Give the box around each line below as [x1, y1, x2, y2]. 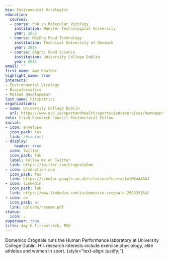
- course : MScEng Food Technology [10, 36, 82, 41]
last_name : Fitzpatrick [5, 96, 55, 101]
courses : [10, 17, 28, 22]
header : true [14, 143, 42, 149]
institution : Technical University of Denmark [14, 40, 114, 45]
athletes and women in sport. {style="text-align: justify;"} [5, 248, 124, 254]
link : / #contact [10, 134, 44, 139]
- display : [5, 139, 28, 144]
